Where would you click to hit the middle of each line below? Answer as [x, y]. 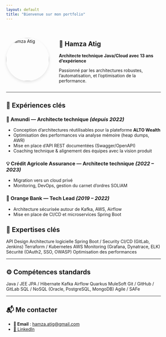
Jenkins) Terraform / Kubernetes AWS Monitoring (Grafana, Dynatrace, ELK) [83, 247]
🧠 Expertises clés [33, 230]
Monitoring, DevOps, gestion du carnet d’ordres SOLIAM [70, 186]
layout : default [23, 10]
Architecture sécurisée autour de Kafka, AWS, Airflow [68, 209]
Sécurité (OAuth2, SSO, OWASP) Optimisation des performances [71, 252]
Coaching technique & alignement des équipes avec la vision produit [83, 151]
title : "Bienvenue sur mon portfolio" [46, 14]
